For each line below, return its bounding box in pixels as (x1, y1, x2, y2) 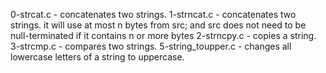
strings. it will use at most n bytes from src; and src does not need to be (10, 19, 307, 31)
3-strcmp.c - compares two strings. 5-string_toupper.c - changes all (10, 40, 292, 52)
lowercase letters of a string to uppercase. (10, 51, 185, 63)
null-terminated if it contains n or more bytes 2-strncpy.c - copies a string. (10, 30, 317, 41)
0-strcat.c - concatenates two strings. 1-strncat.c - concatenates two (10, 9, 297, 20)
